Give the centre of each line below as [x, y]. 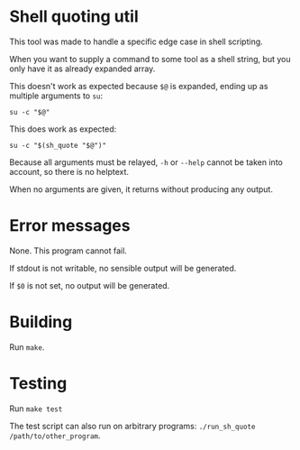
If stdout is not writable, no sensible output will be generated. [123, 268]
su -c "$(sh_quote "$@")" [58, 145]
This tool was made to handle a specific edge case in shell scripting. [136, 41]
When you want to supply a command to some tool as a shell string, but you [150, 59]
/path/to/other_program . [55, 436]
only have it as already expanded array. [82, 69]
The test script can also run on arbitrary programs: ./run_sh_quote [132, 426]
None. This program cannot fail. [68, 251]
